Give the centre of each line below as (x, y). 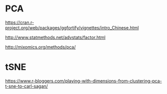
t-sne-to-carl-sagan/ (27, 86)
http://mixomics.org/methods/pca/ (40, 47)
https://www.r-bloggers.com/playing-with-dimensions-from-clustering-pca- (83, 81)
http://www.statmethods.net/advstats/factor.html (55, 37)
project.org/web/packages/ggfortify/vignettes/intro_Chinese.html (72, 27)
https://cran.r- (20, 22)
